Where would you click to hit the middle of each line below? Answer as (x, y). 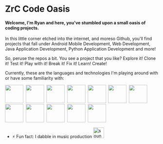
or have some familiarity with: (35, 78)
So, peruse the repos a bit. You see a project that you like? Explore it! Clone (81, 58)
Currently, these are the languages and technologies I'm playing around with (81, 73)
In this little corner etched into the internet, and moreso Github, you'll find (79, 39)
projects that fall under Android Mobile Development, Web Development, (78, 44)
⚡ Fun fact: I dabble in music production (52, 137)
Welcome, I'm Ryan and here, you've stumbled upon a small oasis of (75, 22)
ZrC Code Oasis (37, 9)
